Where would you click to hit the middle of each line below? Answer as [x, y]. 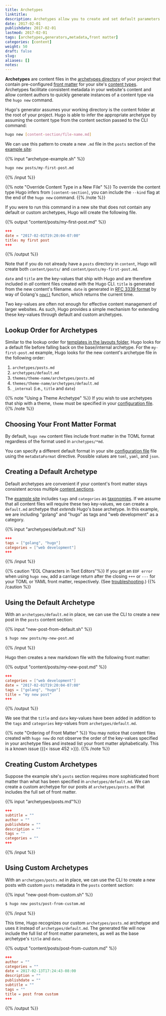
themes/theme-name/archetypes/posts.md [53, 379]
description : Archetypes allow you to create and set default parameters [83, 19]
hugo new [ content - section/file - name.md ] [48, 135]
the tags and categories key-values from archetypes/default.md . [71, 723]
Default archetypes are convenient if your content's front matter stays [76, 484]
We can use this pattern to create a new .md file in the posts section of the [80, 144]
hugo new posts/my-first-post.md [40, 168]
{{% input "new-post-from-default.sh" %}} [49, 629]
